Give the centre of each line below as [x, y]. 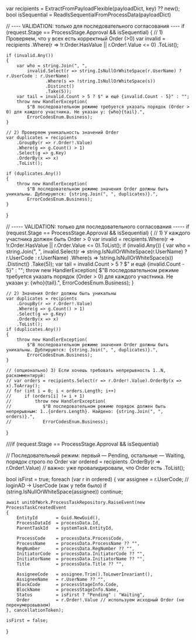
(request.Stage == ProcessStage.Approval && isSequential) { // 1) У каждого [98, 233]
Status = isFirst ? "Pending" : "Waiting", [81, 595]
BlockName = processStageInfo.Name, [68, 590]
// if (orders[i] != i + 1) [45, 396]
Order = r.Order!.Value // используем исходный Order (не [100, 600]
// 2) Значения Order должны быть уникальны [61, 293]
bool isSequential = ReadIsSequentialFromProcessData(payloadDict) [89, 15]
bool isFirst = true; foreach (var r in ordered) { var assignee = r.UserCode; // [97, 479]
